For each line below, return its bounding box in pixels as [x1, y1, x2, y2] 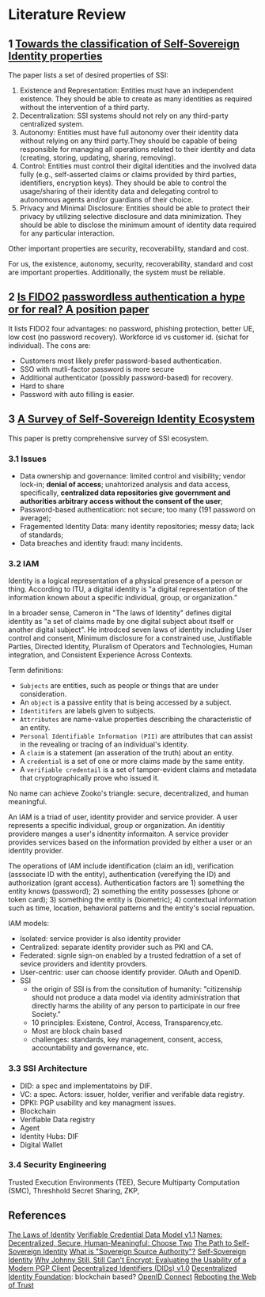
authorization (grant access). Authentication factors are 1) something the [8, 878, 245, 887]
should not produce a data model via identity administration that [31, 993, 240, 1002]
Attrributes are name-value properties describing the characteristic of [19, 714, 252, 724]
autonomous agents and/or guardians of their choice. [19, 195, 194, 204]
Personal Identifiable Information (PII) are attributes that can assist [19, 732, 253, 741]
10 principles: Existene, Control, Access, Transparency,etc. [31, 1018, 223, 1027]
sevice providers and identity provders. [19, 959, 148, 969]
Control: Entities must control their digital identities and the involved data [19, 161, 257, 171]
